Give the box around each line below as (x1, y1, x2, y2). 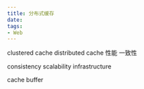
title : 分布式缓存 (7, 10, 55, 17)
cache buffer (7, 76, 44, 84)
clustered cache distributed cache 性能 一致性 (7, 49, 137, 57)
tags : (7, 23, 23, 29)
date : (7, 16, 23, 23)
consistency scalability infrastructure (7, 62, 112, 71)
